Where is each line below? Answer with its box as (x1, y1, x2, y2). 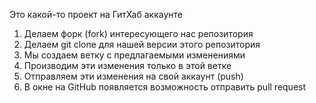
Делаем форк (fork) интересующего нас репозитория (23, 28, 254, 39)
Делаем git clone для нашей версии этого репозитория (23, 39, 261, 50)
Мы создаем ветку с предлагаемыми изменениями (23, 49, 246, 61)
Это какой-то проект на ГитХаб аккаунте (9, 9, 183, 20)
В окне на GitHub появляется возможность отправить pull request (23, 81, 307, 93)
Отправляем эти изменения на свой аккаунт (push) (23, 70, 244, 82)
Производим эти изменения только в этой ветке (23, 60, 232, 71)
